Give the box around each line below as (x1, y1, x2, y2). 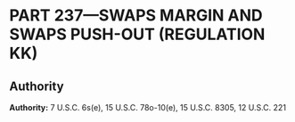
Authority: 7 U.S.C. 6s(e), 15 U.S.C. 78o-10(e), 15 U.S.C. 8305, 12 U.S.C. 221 (9, 102, 287, 112)
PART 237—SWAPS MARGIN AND (9, 5, 263, 26)
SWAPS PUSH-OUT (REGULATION (9, 24, 266, 45)
